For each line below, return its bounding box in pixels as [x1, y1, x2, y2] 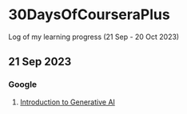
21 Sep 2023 [8, 55, 72, 69]
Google [8, 79, 38, 90]
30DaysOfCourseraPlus [8, 6, 170, 24]
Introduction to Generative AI [19, 97, 116, 107]
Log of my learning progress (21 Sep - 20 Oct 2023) [8, 32, 180, 41]
